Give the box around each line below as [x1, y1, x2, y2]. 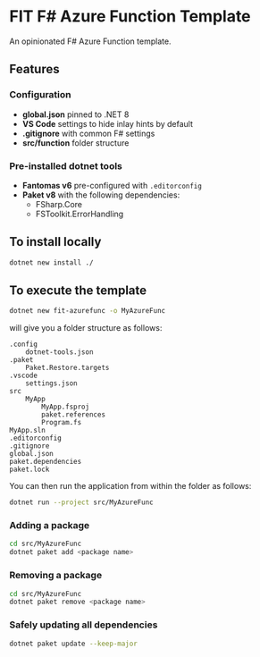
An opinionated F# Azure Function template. [9, 36, 172, 46]
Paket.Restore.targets [25, 364, 110, 373]
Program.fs [41, 418, 82, 427]
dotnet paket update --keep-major [9, 639, 138, 648]
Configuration [9, 88, 71, 101]
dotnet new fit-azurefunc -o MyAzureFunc [9, 307, 166, 316]
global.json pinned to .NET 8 [21, 109, 130, 120]
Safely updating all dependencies [9, 619, 158, 631]
